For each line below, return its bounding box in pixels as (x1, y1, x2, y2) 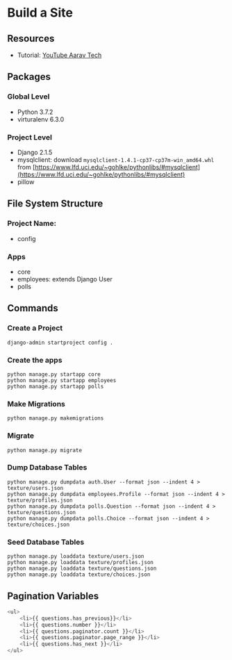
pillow (17, 177, 35, 185)
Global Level (7, 92, 50, 101)
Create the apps (7, 355, 63, 365)
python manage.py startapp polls (7, 383, 104, 390)
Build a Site (7, 5, 73, 21)
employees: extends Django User (17, 274, 113, 283)
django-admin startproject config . (7, 339, 113, 346)
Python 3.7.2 (17, 108, 53, 116)
